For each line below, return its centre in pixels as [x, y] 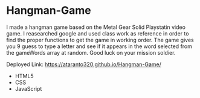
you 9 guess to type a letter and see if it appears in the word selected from [99, 46]
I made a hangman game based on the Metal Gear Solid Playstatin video [96, 27]
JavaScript [28, 88]
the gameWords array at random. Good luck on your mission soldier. [91, 52]
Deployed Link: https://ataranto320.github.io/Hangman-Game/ [84, 64]
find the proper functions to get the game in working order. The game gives [100, 40]
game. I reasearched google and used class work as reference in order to [98, 33]
